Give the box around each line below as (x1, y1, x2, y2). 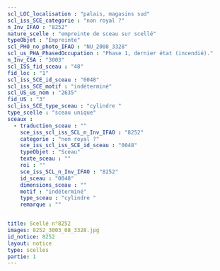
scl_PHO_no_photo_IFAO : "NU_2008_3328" (7, 43, 129, 50)
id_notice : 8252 (7, 233, 55, 241)
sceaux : (7, 115, 33, 122)
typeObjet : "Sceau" (20, 149, 81, 156)
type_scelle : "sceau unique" (7, 109, 97, 116)
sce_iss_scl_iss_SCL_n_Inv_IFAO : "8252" (20, 129, 144, 136)
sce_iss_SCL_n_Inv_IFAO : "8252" (20, 168, 119, 175)
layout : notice (7, 240, 52, 247)
